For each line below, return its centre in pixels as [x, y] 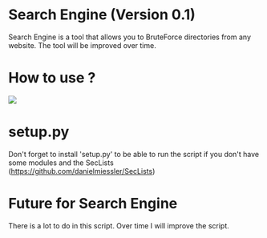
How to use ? [52, 78]
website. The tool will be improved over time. [82, 45]
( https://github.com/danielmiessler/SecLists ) [82, 171]
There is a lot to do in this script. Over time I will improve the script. [119, 225]
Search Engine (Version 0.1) [102, 15]
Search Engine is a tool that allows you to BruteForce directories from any [129, 37]
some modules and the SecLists [61, 163]
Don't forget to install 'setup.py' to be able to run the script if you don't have [134, 154]
